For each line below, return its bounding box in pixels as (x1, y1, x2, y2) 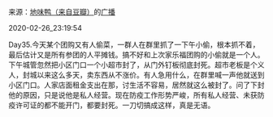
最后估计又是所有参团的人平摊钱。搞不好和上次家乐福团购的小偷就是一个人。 (8, 50, 265, 59)
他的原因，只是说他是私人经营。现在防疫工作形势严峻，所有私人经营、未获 (8, 90, 258, 99)
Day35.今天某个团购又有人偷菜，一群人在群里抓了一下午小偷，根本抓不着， (8, 40, 260, 49)
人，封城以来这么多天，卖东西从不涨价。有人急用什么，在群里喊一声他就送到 (8, 70, 265, 79)
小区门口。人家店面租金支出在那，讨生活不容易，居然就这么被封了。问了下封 (8, 80, 265, 90)
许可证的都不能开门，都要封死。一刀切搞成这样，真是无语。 (15, 100, 215, 110)
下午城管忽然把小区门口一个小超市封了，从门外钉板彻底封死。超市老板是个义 (8, 60, 265, 69)
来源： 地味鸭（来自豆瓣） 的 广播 (8, 7, 115, 16)
